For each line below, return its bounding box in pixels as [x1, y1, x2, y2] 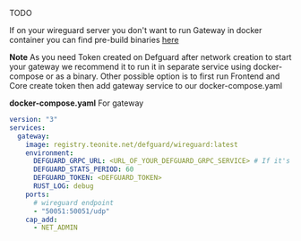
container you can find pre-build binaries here [9, 35, 179, 45]
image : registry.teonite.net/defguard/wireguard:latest [25, 140, 239, 149]
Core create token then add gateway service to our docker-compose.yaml [9, 81, 283, 90]
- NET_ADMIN [32, 223, 78, 232]
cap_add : [25, 215, 58, 224]
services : [9, 123, 47, 133]
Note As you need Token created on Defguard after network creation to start [9, 52, 292, 62]
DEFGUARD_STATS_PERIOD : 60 [32, 165, 134, 174]
